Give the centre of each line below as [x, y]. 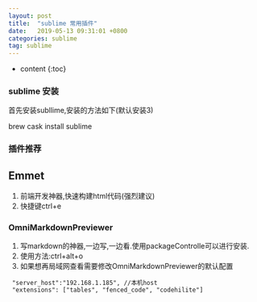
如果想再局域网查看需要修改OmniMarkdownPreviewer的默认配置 [126, 266]
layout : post [30, 16]
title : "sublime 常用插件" [53, 23]
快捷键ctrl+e [41, 206]
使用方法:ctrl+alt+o [51, 256]
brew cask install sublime [50, 127]
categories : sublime [43, 38]
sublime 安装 [33, 91]
